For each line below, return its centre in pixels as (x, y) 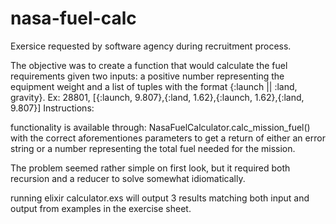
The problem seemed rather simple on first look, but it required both (150, 168)
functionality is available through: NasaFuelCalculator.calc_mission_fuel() (160, 127)
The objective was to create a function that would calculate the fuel (149, 65)
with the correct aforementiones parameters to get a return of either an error (168, 138)
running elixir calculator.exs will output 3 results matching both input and (160, 198)
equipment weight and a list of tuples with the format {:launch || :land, (154, 86)
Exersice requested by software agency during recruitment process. (151, 46)
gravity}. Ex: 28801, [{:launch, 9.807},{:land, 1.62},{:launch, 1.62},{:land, (157, 97)
